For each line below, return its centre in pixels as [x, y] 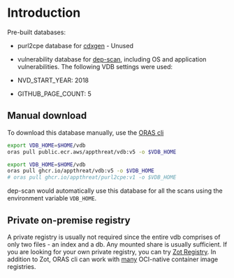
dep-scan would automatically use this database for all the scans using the [115, 191]
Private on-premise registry [69, 220]
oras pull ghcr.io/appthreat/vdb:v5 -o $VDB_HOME [81, 171]
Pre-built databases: [37, 32]
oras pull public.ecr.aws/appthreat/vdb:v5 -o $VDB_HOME [92, 152]
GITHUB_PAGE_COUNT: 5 [54, 94]
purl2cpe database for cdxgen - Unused [75, 45]
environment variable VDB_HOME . [52, 198]
